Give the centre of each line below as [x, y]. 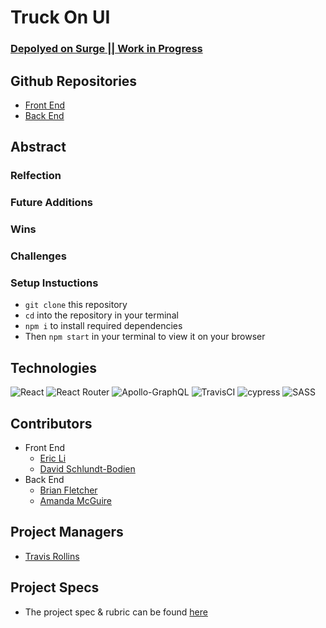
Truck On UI [60, 17]
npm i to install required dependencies [103, 326]
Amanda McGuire [75, 500]
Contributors [51, 423]
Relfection [36, 176]
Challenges [38, 256]
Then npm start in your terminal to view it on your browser [145, 337]
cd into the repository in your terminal [101, 315]
